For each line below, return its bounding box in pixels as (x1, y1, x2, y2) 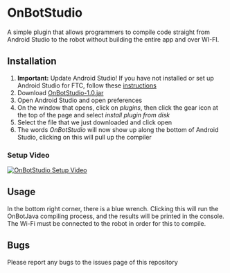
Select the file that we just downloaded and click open (17, 118, 172, 126)
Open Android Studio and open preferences (17, 96, 143, 104)
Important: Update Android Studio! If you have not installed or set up (17, 74, 215, 82)
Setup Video (7, 150, 50, 160)
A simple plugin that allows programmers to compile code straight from (7, 28, 210, 36)
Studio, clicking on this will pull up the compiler (17, 133, 152, 141)
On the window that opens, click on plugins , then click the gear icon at (17, 103, 218, 112)
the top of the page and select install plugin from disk (17, 110, 170, 119)
